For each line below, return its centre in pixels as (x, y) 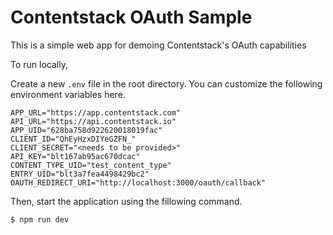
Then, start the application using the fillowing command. (126, 201)
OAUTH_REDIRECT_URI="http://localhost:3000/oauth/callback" (138, 182)
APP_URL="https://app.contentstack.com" (96, 112)
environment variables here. (68, 94)
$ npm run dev (40, 219)
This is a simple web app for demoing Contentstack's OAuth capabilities (158, 45)
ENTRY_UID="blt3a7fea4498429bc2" (80, 174)
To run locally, (39, 64)
